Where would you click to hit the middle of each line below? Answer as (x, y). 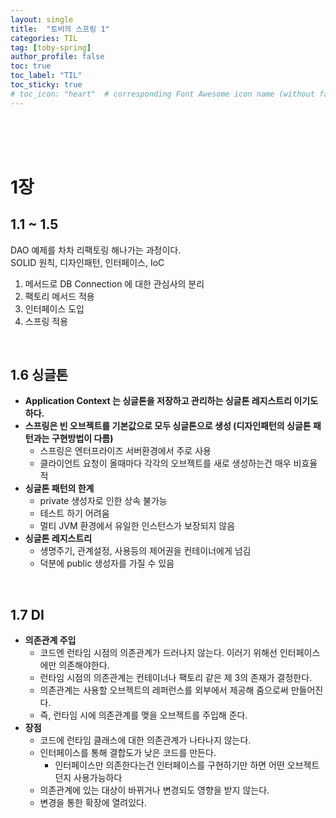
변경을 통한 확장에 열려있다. (93, 803)
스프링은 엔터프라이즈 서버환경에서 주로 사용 (125, 451)
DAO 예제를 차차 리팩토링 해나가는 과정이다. (96, 250)
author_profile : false (57, 57)
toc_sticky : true (46, 85)
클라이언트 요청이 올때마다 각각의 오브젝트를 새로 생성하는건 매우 (165, 463)
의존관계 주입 (50, 640)
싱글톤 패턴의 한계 (59, 488)
